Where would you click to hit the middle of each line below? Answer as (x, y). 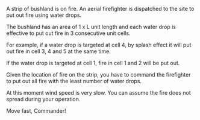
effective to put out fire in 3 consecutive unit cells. (68, 33)
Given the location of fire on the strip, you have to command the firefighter (98, 74)
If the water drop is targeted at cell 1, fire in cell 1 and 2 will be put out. (93, 63)
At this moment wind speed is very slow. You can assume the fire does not (98, 93)
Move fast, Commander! (36, 111)
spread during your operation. (43, 99)
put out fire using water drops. (44, 15)
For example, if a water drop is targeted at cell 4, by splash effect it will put (99, 45)
